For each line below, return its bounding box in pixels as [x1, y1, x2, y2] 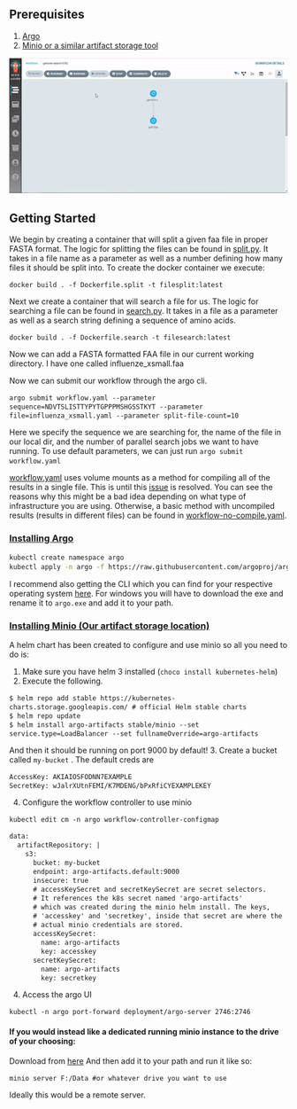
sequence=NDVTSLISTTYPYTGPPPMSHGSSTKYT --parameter [9, 402, 203, 411]
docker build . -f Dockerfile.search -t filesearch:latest [9, 333, 232, 342]
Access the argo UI [21, 989, 93, 1000]
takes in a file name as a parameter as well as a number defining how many [9, 253, 283, 264]
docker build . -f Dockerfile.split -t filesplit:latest [9, 281, 224, 290]
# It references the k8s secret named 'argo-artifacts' [32, 894, 243, 903]
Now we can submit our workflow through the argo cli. [9, 376, 208, 387]
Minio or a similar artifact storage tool [21, 40, 159, 51]
